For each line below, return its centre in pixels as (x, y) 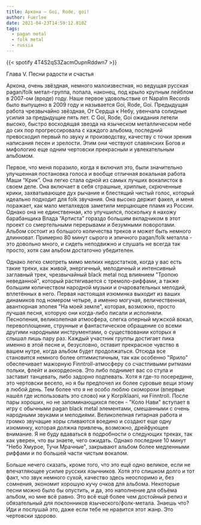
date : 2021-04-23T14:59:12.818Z (46, 23)
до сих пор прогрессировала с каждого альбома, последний (84, 130)
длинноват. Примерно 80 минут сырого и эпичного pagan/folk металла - (99, 237)
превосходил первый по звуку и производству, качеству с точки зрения (99, 136)
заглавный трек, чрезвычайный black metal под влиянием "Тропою (92, 274)
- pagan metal (29, 34)
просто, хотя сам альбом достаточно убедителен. (70, 250)
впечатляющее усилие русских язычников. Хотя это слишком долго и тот (100, 471)
